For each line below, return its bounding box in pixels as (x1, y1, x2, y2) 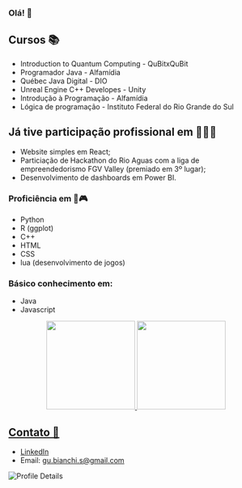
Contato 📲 (8, 425, 60, 439)
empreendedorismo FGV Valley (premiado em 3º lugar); (19, 163, 206, 173)
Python (19, 214, 45, 224)
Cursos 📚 (8, 33, 60, 47)
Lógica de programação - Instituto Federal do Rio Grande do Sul (19, 101, 235, 112)
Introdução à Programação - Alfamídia (19, 93, 148, 103)
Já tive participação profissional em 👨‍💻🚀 (8, 125, 217, 139)
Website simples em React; (19, 146, 111, 156)
